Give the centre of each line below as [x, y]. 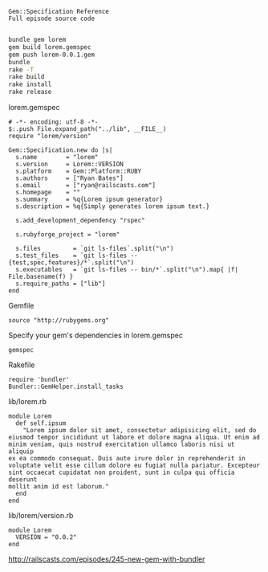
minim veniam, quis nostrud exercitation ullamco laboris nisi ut [122, 444]
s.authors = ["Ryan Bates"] [70, 178]
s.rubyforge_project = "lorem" [68, 235]
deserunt [23, 480]
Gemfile [21, 306]
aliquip [21, 451]
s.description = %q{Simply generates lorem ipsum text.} [113, 206]
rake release [30, 92]
